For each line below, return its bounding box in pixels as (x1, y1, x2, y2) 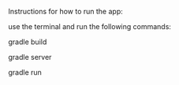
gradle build (8, 37, 47, 46)
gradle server (8, 53, 52, 61)
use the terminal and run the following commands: (8, 22, 172, 31)
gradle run (8, 68, 42, 77)
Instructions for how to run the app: (8, 7, 124, 16)
